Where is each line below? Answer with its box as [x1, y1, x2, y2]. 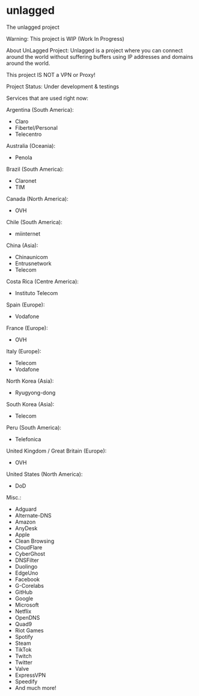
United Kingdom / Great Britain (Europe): [6, 447, 107, 454]
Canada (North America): [6, 195, 69, 202]
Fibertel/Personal [14, 124, 58, 131]
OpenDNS [14, 614, 40, 621]
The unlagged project [6, 23, 60, 31]
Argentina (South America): [6, 106, 74, 113]
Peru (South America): [6, 424, 62, 431]
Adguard [14, 505, 37, 513]
